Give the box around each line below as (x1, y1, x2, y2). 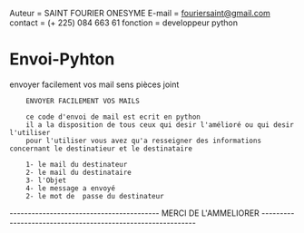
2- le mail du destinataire (25, 168, 132, 177)
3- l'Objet (25, 176, 67, 185)
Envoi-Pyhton (9, 49, 115, 70)
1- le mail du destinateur (25, 160, 128, 169)
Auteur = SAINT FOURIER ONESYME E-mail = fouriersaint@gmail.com (9, 8, 270, 18)
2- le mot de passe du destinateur (25, 191, 165, 200)
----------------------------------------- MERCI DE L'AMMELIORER (9, 208, 260, 218)
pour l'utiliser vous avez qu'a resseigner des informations (25, 136, 261, 145)
